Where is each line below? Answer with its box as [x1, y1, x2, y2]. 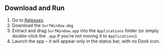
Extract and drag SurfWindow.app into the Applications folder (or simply [11, 27, 159, 34]
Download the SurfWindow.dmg [11, 22, 73, 28]
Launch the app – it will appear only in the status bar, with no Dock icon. [11, 38, 160, 44]
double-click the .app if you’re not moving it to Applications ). [11, 33, 138, 39]
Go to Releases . [11, 17, 44, 23]
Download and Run [4, 4, 65, 12]
